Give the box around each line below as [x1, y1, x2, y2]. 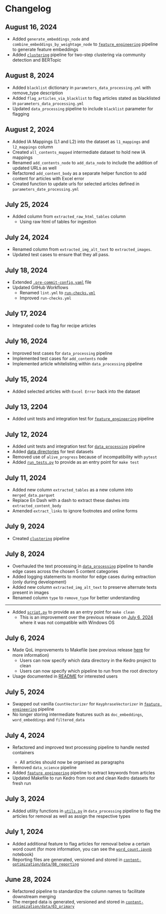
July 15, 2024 [5, 375, 48, 384]
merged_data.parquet [12, 492, 55, 498]
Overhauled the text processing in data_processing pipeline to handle [12, 563, 154, 569]
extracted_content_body [12, 503, 62, 508]
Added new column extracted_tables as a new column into [12, 487, 133, 492]
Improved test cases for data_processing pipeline [12, 350, 113, 356]
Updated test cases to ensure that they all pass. [12, 252, 110, 258]
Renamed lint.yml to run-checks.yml [19, 290, 95, 296]
